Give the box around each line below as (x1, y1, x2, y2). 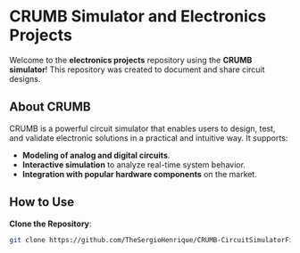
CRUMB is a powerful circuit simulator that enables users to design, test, (9, 123, 276, 134)
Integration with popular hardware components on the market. (21, 168, 257, 179)
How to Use (9, 194, 75, 210)
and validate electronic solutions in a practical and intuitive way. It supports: (9, 132, 288, 143)
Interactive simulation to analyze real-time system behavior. (21, 159, 246, 170)
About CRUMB (9, 100, 91, 115)
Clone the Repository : (9, 218, 92, 229)
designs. (9, 73, 41, 84)
